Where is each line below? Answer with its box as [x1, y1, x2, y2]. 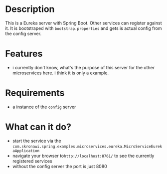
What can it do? [5, 121, 71, 133]
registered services [12, 158, 52, 164]
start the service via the [12, 138, 61, 144]
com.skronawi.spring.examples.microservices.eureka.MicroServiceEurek [12, 144, 163, 149]
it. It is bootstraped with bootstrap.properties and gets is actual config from [5, 25, 162, 31]
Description [5, 3, 55, 15]
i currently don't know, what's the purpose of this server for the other [12, 64, 155, 70]
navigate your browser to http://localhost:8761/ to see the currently [12, 153, 155, 159]
